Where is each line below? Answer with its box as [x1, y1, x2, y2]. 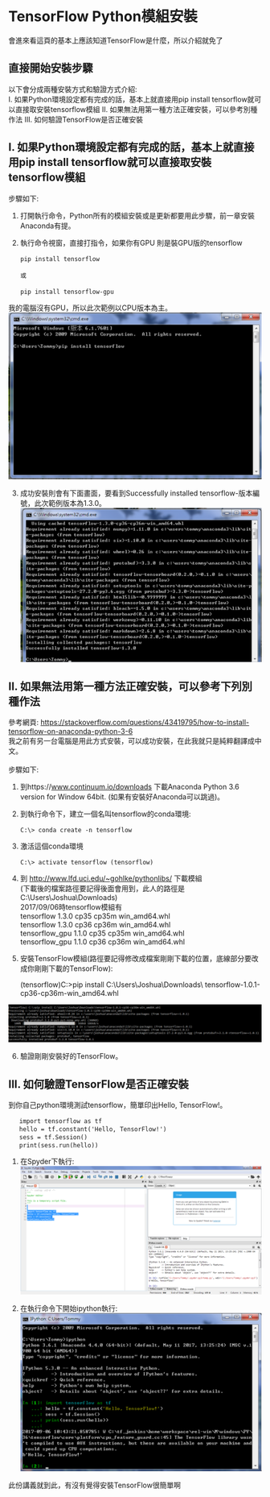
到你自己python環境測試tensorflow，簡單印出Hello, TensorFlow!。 [8, 1100, 227, 1109]
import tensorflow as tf [18, 1117, 103, 1125]
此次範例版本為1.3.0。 [34, 499, 106, 508]
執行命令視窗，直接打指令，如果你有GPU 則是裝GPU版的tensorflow [19, 238, 243, 247]
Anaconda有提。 [19, 221, 76, 230]
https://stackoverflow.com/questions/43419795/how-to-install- [39, 718, 250, 728]
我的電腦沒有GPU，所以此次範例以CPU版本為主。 [8, 303, 173, 313]
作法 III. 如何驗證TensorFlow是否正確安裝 [8, 114, 144, 124]
